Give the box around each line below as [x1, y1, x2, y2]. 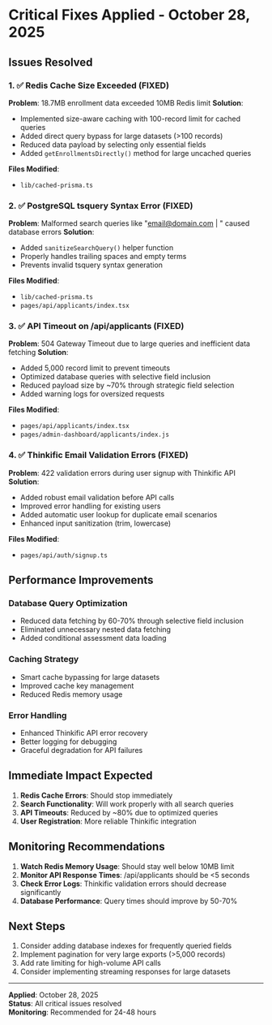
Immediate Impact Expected [8, 769, 153, 783]
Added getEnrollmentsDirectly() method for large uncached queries [19, 148, 252, 158]
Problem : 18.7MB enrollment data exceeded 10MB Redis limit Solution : [8, 97, 244, 107]
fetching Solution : [8, 348, 69, 357]
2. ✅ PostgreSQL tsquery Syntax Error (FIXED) [8, 200, 193, 211]
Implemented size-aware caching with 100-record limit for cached [19, 114, 241, 123]
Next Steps [8, 919, 66, 933]
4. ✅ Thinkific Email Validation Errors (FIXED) [8, 449, 189, 461]
